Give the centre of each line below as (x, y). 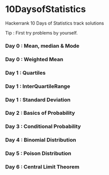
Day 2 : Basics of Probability (40, 113)
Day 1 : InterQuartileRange (38, 86)
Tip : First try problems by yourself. (41, 33)
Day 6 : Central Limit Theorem (42, 167)
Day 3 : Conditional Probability (43, 126)
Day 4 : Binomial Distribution (41, 140)
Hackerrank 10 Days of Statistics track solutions (55, 23)
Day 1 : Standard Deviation (38, 100)
